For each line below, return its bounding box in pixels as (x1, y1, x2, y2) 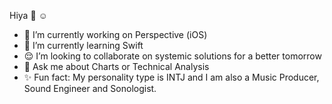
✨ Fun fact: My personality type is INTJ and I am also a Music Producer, (23, 71, 320, 83)
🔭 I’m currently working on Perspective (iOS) (23, 29, 208, 40)
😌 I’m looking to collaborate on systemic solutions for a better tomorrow (23, 50, 322, 62)
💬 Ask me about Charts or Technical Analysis (23, 61, 210, 72)
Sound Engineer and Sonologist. (23, 83, 157, 94)
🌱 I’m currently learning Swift (23, 40, 144, 51)
